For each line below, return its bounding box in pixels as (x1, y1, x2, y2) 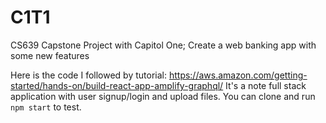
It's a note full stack (225, 79, 307, 91)
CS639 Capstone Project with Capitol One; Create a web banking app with (10, 39, 317, 51)
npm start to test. (10, 101, 82, 113)
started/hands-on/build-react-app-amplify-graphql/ (10, 79, 224, 91)
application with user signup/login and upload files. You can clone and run (10, 90, 316, 102)
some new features (10, 49, 90, 61)
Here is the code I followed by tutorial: (10, 69, 167, 81)
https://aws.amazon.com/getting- (168, 69, 308, 81)
